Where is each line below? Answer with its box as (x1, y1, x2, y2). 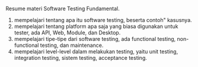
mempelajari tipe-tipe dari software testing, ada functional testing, (14, 36, 176, 42)
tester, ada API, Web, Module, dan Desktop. (14, 29, 121, 36)
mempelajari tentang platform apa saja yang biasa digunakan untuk (14, 23, 178, 30)
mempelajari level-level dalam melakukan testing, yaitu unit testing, (14, 48, 178, 55)
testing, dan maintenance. (40, 42, 104, 49)
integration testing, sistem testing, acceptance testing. (14, 55, 148, 61)
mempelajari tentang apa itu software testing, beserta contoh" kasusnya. (14, 17, 192, 23)
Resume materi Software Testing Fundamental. (5, 5, 120, 12)
